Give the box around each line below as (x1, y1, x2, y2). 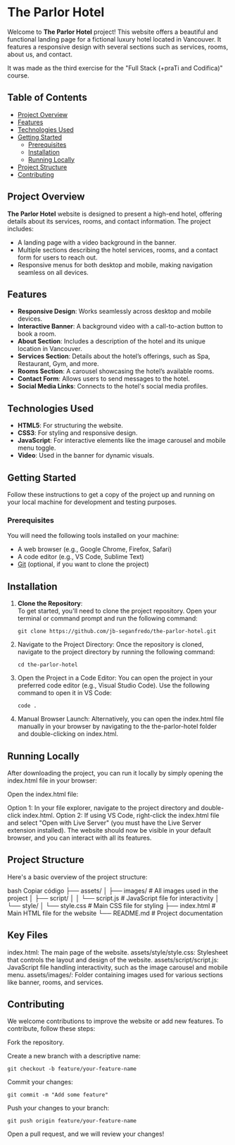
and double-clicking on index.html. (17, 730, 118, 738)
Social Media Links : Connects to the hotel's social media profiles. (17, 382, 208, 391)
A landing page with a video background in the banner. (17, 238, 177, 247)
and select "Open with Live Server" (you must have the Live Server (7, 819, 202, 827)
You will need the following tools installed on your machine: (7, 532, 179, 540)
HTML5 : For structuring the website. (17, 421, 123, 430)
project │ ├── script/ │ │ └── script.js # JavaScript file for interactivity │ (7, 893, 220, 902)
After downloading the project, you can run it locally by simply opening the (7, 769, 224, 777)
